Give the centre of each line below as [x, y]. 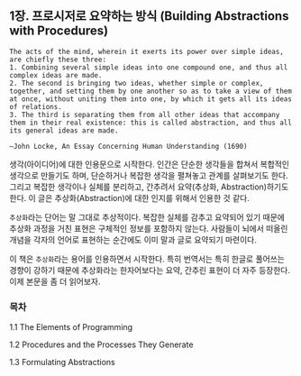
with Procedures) [59, 31]
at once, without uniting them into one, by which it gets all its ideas [151, 99]
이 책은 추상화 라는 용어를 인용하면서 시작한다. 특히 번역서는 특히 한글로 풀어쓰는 [147, 259]
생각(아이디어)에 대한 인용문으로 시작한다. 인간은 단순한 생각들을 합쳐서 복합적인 [150, 164]
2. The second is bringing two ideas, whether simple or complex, [137, 83]
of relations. [36, 106]
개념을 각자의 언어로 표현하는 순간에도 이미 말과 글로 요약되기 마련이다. [133, 239]
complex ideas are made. [56, 75]
